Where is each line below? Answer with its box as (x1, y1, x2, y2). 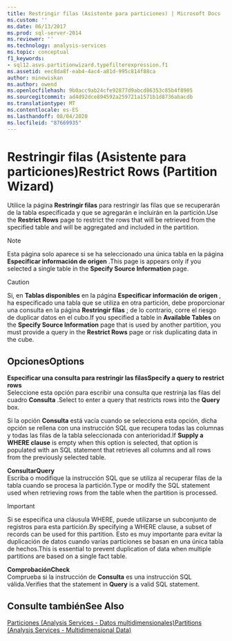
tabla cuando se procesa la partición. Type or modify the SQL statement (7, 481, 211, 490)
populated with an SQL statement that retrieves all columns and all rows (7, 446, 211, 455)
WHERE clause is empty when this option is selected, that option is (7, 439, 198, 447)
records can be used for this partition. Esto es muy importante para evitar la (7, 530, 222, 539)
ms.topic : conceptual (7, 49, 70, 56)
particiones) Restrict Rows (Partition (7, 164, 217, 180)
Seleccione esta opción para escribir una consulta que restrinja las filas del (7, 388, 221, 397)
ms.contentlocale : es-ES (7, 106, 79, 113)
